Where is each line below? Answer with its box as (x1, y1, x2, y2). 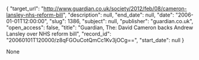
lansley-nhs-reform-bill (6, 11, 63, 18)
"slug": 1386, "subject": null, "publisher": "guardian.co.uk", (49, 18, 194, 24)
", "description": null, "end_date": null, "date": (62, 11, 174, 18)
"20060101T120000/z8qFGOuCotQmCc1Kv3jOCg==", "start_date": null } (6, 37, 184, 43)
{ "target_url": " (6, 5, 44, 12)
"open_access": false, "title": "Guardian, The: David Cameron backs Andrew (6, 24, 193, 31)
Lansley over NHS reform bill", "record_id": (6, 30, 112, 37)
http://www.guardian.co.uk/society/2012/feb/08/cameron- (43, 5, 187, 12)
